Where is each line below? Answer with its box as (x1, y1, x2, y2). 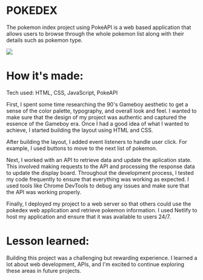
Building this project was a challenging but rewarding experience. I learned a (6, 254, 198, 261)
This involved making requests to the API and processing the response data (6, 163, 195, 170)
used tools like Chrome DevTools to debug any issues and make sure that (6, 182, 190, 189)
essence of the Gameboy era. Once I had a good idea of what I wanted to (6, 120, 190, 127)
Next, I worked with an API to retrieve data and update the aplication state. (6, 156, 192, 163)
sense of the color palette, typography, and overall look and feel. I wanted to (6, 107, 197, 114)
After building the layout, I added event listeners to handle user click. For (6, 138, 188, 145)
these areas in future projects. (6, 267, 82, 274)
